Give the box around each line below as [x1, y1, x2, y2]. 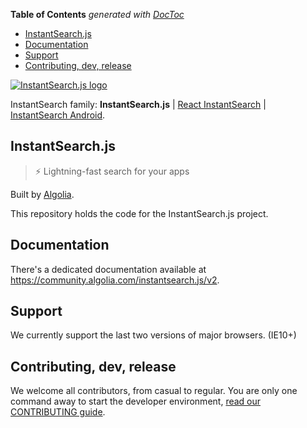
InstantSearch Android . [10, 109, 106, 121]
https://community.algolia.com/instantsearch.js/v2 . [10, 274, 220, 286]
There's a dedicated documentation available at [10, 263, 207, 275]
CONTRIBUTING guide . [10, 406, 106, 418]
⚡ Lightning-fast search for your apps [34, 165, 190, 177]
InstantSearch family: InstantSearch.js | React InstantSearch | [10, 99, 267, 110]
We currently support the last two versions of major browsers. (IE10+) [10, 329, 297, 341]
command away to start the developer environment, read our [10, 395, 262, 408]
